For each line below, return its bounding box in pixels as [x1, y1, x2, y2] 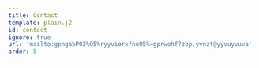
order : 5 [8, 48, 37, 55]
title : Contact [8, 11, 58, 20]
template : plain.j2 [8, 19, 73, 27]
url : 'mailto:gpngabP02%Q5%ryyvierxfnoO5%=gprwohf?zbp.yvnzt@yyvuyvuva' [8, 41, 253, 48]
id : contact [8, 26, 47, 34]
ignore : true [8, 33, 51, 41]
